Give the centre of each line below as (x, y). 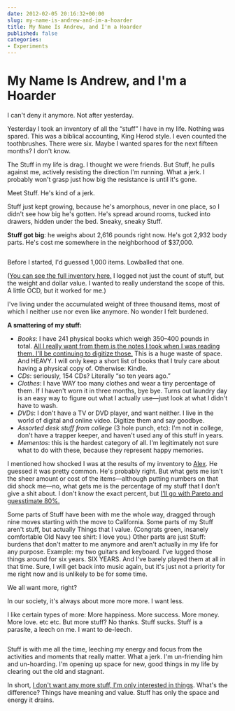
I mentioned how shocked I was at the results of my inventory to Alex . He (113, 463)
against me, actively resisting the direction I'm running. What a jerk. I (106, 171)
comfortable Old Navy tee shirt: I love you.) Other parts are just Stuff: (107, 537)
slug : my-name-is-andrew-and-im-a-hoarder (70, 20)
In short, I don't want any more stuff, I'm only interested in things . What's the (117, 685)
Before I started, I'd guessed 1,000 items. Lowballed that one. (95, 262)
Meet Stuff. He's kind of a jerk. (51, 192)
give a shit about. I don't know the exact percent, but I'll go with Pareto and (115, 493)
